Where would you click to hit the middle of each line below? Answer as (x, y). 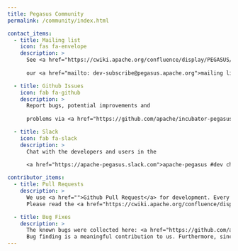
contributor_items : (36, 178)
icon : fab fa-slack (49, 138)
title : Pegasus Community (45, 14)
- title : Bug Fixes (42, 217)
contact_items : (30, 33)
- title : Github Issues (49, 86)
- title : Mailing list (47, 40)
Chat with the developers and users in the (91, 151)
